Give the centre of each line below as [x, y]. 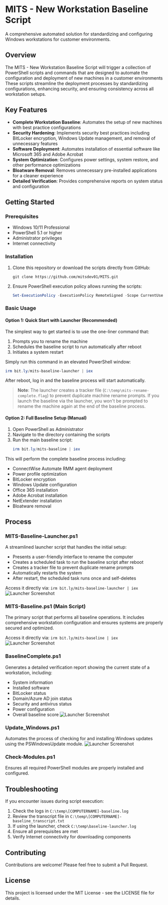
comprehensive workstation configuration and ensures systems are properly [84, 623]
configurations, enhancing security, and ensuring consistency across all [79, 89]
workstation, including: [29, 672]
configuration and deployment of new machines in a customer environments [84, 78]
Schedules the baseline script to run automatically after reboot [77, 347]
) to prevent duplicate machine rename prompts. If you [103, 396]
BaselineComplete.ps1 [33, 656]
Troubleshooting [32, 789]
